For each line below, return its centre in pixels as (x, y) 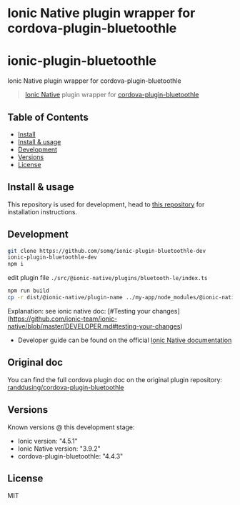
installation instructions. (42, 211)
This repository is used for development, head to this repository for (106, 204)
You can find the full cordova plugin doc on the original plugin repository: (115, 379)
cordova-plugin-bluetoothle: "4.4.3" (70, 456)
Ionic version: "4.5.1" (48, 441)
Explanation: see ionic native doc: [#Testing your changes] (94, 311)
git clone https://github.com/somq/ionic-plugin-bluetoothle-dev (106, 251)
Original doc (35, 362)
